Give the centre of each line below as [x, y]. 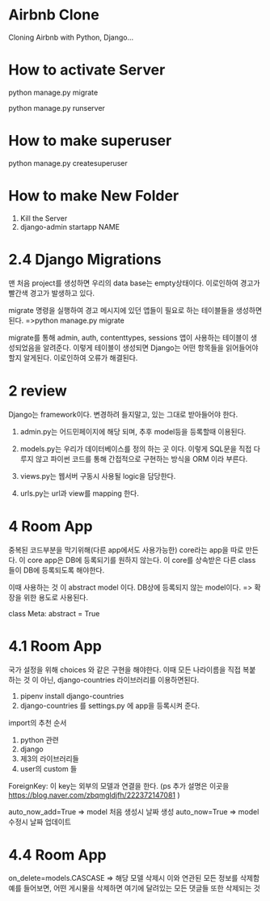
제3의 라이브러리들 [49, 759]
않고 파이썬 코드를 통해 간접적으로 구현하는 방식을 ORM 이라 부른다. [141, 459]
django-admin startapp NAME [70, 226]
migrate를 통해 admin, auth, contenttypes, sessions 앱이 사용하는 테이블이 [129, 337]
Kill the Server [44, 218]
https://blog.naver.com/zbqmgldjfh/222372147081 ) [94, 795]
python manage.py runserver [57, 108]
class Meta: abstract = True [54, 613]
